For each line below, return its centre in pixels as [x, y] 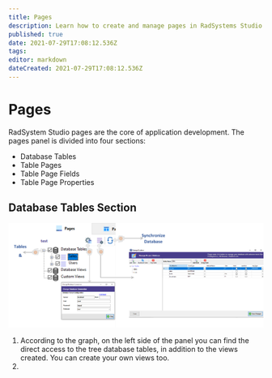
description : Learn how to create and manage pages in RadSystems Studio [136, 26]
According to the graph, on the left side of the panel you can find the [134, 341]
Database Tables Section [73, 208]
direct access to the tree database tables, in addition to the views [129, 350]
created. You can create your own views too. [95, 358]
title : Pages [30, 17]
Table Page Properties [57, 182]
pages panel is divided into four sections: [77, 140]
